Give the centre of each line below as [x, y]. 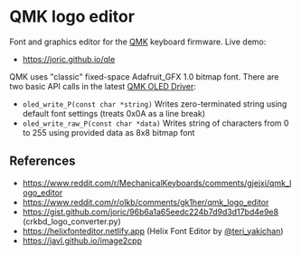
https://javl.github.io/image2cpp [82, 241]
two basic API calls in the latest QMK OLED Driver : [103, 86]
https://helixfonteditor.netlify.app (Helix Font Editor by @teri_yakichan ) [153, 231]
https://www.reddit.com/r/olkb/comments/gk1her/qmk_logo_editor [146, 202]
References [42, 161]
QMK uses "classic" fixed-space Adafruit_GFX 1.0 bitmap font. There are [144, 76]
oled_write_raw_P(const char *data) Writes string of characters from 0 [155, 123]
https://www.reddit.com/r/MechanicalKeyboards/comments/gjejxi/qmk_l [157, 183]
